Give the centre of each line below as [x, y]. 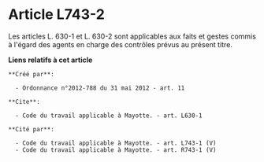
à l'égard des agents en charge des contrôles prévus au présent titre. [120, 44]
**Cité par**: [32, 129]
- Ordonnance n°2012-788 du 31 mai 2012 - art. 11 [100, 88]
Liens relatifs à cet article [50, 60]
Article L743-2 [56, 15]
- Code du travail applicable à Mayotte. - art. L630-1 [109, 116]
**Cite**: [24, 101]
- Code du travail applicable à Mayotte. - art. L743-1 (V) [116, 143]
